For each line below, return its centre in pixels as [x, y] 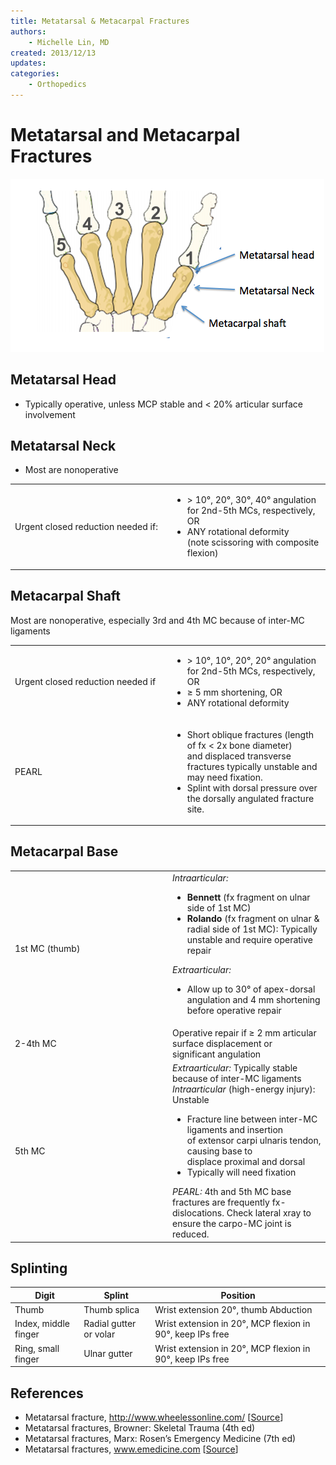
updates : [28, 63]
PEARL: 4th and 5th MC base [232, 1192]
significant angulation [217, 1054]
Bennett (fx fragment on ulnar [248, 897]
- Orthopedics [57, 85]
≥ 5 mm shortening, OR [234, 692]
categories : [35, 74]
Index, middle [42, 1324]
